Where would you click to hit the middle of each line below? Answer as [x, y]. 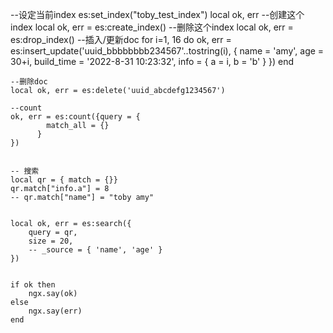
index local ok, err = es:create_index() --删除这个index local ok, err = [152, 27]
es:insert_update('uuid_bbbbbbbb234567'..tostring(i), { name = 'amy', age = [167, 51]
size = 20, [51, 241]
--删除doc [29, 82]
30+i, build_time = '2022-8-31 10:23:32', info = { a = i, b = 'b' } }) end [152, 61]
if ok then [33, 285]
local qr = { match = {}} [64, 180]
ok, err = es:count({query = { [75, 117]
